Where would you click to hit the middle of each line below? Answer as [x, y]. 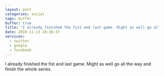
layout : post [18, 9]
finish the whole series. [29, 69]
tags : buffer [18, 18]
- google [18, 46]
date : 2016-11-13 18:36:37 [32, 32]
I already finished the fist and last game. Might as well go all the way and [78, 64]
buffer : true [18, 23]
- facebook [20, 50]
